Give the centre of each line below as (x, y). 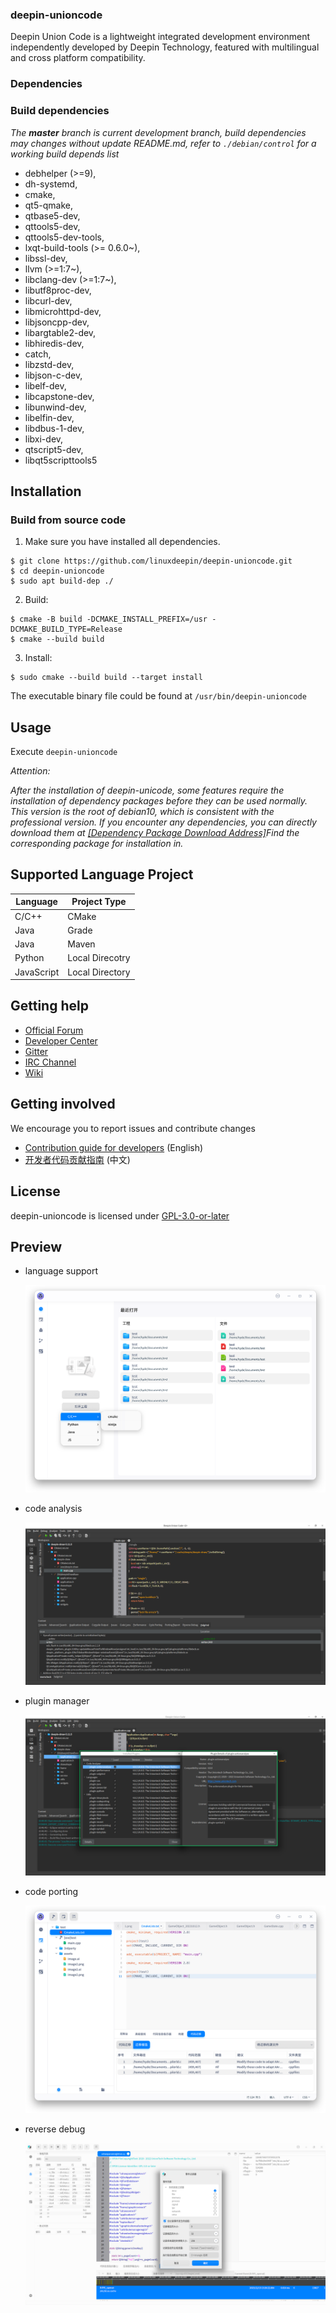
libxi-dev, (44, 439)
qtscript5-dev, (54, 449)
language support (61, 1271)
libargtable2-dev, (60, 332)
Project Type (99, 902)
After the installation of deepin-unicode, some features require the (147, 790)
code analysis (53, 1508)
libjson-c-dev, (53, 375)
